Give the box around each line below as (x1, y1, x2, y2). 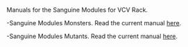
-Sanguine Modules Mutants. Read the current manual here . (6, 32, 178, 40)
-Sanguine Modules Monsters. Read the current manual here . (6, 19, 182, 27)
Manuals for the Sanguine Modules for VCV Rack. (6, 6, 148, 14)
